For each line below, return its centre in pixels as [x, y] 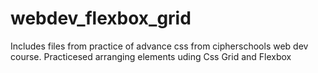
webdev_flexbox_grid [101, 18]
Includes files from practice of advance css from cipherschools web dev [159, 46]
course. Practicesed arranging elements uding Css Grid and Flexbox [151, 56]
